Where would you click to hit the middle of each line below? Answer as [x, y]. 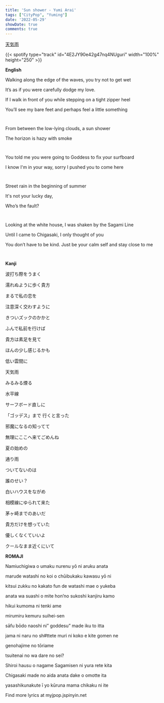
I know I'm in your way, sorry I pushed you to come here [64, 167]
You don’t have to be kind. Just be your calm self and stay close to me [79, 245]
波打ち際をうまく [23, 274]
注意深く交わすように [28, 307]
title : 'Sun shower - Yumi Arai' [41, 10]
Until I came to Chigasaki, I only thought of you [54, 235]
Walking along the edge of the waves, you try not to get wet [68, 80]
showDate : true [21, 24]
